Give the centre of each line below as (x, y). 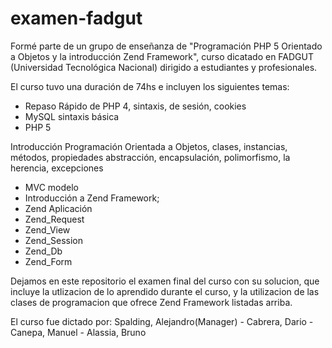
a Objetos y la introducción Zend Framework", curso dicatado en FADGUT (162, 56)
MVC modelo (51, 187)
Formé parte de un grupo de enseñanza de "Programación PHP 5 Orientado (166, 46)
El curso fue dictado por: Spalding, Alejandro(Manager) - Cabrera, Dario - (162, 321)
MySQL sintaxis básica (72, 116)
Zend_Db (43, 251)
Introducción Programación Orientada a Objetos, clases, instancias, (149, 146)
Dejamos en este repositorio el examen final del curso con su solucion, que (165, 281)
